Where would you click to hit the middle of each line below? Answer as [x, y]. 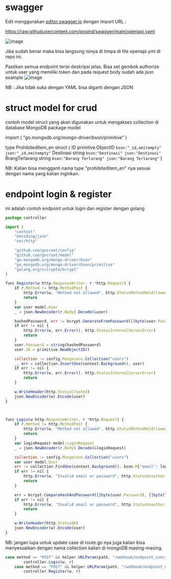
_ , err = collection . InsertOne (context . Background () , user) [79, 364]
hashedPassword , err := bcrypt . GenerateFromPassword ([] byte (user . [86, 321]
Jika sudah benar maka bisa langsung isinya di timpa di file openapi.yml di [83, 51]
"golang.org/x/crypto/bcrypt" [47, 269]
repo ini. [14, 56]
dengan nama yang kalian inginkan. [42, 173]
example [14, 77]
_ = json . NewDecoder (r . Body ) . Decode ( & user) [61, 312]
